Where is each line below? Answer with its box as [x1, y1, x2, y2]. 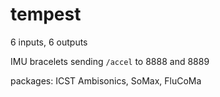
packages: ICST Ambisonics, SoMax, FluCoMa [10, 74, 202, 87]
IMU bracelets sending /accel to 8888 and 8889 [10, 55, 210, 67]
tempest [10, 3, 82, 26]
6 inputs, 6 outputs [10, 36, 88, 48]
